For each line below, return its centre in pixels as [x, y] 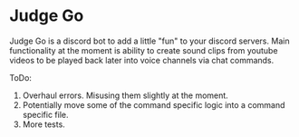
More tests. [43, 124]
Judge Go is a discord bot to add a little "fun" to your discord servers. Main [149, 41]
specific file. [45, 114]
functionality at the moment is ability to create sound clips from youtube [144, 50]
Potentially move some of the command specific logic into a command [154, 104]
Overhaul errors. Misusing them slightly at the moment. [125, 95]
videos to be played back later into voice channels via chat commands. [142, 60]
